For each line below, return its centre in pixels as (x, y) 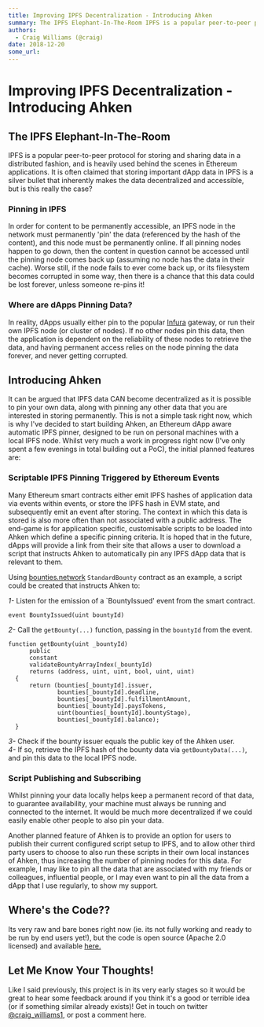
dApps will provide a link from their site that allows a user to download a (125, 545)
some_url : (24, 52)
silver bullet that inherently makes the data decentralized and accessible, (126, 180)
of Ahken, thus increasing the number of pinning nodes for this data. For (125, 860)
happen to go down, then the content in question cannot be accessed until (129, 251)
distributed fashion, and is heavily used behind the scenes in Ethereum (123, 163)
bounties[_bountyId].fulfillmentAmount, (125, 699)
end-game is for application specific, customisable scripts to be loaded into (130, 528)
